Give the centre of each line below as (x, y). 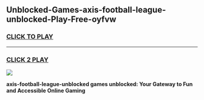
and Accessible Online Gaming (46, 90)
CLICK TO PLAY (30, 37)
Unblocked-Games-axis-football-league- (86, 10)
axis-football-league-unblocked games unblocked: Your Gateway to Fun (100, 84)
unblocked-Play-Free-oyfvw (61, 20)
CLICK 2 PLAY (27, 59)
